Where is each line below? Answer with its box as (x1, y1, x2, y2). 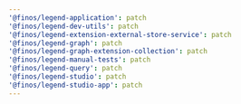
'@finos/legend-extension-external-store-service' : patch (8, 30, 232, 39)
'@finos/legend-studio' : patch (8, 72, 127, 81)
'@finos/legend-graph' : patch (8, 38, 123, 48)
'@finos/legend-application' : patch (8, 13, 147, 23)
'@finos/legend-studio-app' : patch (8, 80, 143, 90)
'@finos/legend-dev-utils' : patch (8, 22, 140, 31)
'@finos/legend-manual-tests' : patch (8, 55, 151, 64)
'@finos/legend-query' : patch (8, 64, 123, 73)
